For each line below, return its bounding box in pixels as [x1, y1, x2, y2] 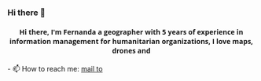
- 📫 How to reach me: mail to [7, 64, 103, 74]
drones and [112, 45, 151, 56]
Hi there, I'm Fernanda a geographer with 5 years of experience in [19, 27, 244, 37]
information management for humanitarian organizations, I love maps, [9, 35, 253, 46]
